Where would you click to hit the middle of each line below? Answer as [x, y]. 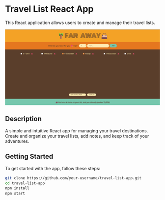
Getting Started [29, 157]
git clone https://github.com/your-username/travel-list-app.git [73, 178]
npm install [17, 188]
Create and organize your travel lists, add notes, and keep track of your [77, 136]
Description [23, 119]
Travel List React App [49, 9]
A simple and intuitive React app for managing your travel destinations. [77, 130]
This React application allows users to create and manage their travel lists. [80, 23]
